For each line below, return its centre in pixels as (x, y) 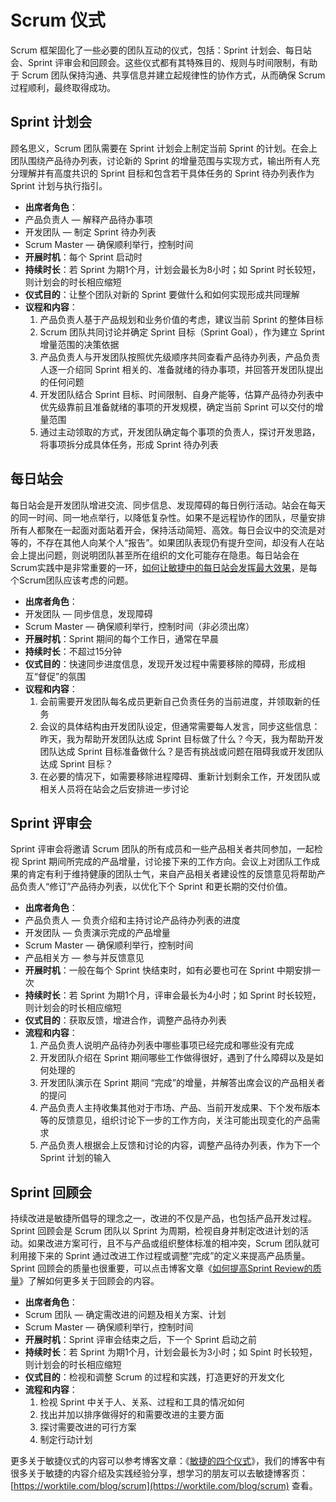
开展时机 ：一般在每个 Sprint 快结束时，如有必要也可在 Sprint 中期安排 (168, 970)
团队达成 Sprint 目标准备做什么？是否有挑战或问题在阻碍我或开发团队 (181, 751)
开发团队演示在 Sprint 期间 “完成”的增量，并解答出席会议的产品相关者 (182, 1083)
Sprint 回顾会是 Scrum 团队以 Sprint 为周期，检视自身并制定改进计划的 (155, 1231)
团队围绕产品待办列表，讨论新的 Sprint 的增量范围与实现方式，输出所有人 (161, 160)
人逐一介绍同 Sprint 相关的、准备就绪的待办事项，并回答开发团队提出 (181, 369)
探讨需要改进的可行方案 (88, 1427)
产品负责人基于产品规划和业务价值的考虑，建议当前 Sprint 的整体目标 (181, 319)
